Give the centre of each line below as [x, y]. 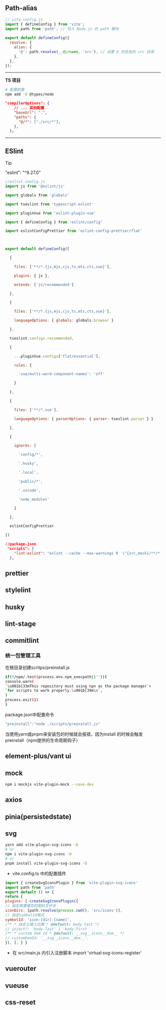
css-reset [21, 1002]
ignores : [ [25, 446]
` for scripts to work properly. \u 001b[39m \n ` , [54, 691]
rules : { [23, 365]
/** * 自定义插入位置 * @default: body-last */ [52, 924]
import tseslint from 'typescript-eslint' [49, 204]
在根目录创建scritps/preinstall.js [38, 667]
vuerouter [21, 969]
